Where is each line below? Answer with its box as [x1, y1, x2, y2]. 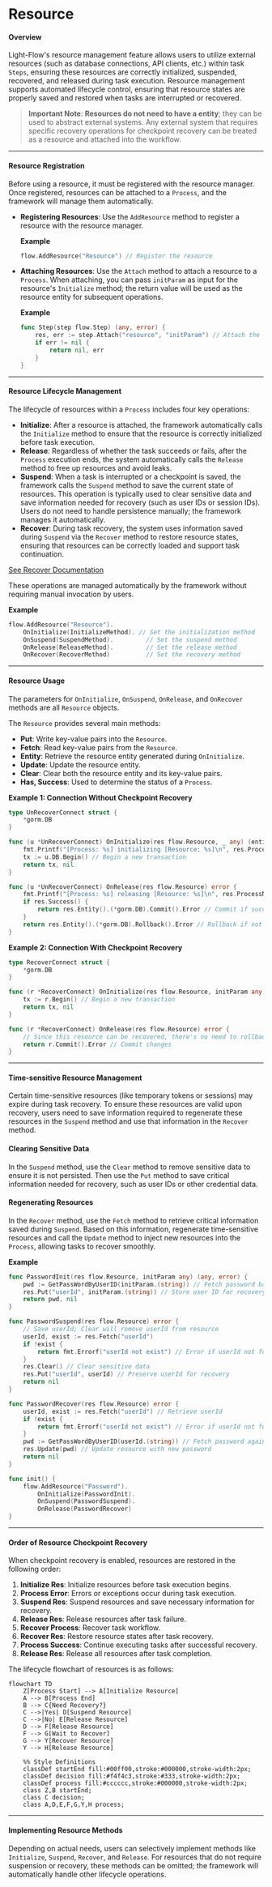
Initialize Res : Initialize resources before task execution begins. [19, 1580, 232, 1590]
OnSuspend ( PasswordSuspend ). [37, 1497, 136, 1505]
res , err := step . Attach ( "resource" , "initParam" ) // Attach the [35, 331, 261, 339]
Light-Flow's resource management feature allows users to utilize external [8, 50, 257, 60]
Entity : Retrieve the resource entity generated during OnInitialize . [19, 751, 244, 761]
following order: [8, 1565, 62, 1574]
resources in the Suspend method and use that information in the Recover [8, 1116, 249, 1126]
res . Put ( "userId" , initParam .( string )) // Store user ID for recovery [23, 1287, 266, 1296]
